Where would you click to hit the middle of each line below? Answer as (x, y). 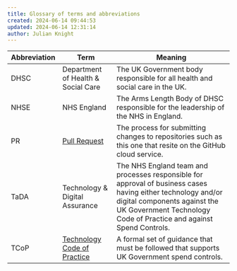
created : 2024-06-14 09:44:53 (52, 21)
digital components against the (167, 201)
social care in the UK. (151, 87)
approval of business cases (162, 183)
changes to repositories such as (169, 137)
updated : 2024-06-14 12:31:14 (52, 27)
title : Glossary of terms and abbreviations (74, 14)
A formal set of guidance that (164, 239)
